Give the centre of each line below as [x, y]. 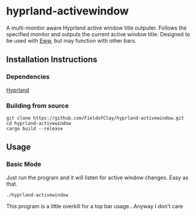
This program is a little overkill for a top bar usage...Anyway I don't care [95, 206]
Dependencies [28, 77]
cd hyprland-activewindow [38, 123]
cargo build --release [35, 129]
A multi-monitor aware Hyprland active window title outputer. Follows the [96, 28]
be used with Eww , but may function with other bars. [71, 40]
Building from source [38, 106]
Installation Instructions [52, 59]
